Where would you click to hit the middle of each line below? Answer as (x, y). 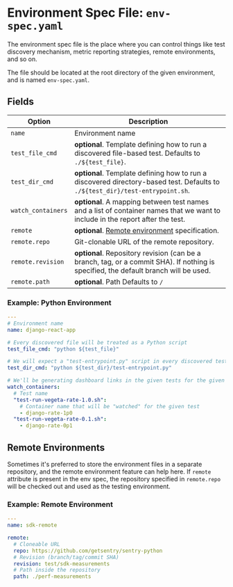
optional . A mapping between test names (141, 202)
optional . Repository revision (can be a (137, 253)
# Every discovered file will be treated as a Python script (97, 342)
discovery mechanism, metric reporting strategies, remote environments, (111, 51)
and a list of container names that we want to (147, 210)
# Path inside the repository (57, 570)
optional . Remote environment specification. (147, 230)
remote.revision (37, 262)
